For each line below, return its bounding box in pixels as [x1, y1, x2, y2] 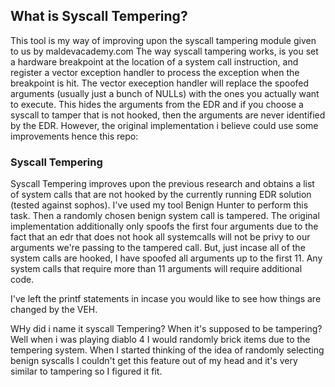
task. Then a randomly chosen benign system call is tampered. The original [10, 210, 320, 222]
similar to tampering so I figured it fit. [10, 365, 163, 378]
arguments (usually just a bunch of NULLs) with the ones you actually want [10, 87, 320, 99]
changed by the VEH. [10, 304, 98, 316]
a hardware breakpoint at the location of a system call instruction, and [10, 55, 299, 68]
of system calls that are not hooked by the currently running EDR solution [10, 189, 312, 201]
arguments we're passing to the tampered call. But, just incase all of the [10, 242, 306, 254]
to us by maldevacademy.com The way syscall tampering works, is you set [10, 45, 319, 57]
